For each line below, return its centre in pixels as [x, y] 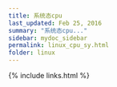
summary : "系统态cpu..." [48, 30]
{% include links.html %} [49, 75]
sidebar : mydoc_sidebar [48, 38]
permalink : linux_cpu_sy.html [59, 45]
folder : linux [32, 53]
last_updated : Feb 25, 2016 [55, 23]
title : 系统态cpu [35, 16]
